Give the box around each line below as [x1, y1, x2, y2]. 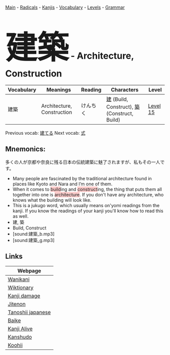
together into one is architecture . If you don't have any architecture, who [12, 191, 164, 198]
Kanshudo [8, 333, 32, 340]
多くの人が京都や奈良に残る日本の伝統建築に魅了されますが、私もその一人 [5, 159, 160, 165]
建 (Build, [106, 96, 128, 103]
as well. [12, 213, 29, 219]
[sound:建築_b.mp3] [12, 230, 55, 237]
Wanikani [8, 275, 30, 283]
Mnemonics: [5, 145, 46, 153]
